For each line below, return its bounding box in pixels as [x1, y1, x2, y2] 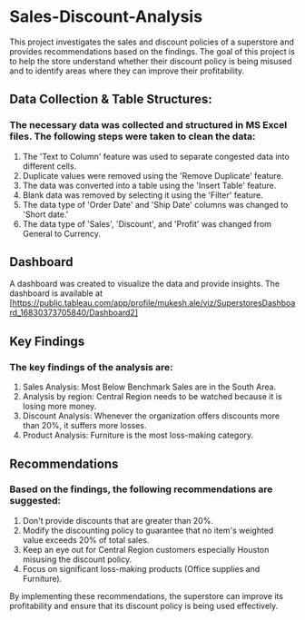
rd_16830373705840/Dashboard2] [9, 307, 139, 319]
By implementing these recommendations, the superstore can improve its [9, 590, 284, 601]
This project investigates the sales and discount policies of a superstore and [9, 36, 295, 47]
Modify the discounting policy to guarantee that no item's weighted [22, 525, 274, 536]
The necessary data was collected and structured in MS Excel [9, 119, 288, 132]
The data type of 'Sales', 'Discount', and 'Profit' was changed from [22, 218, 272, 229]
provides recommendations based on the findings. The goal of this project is [9, 45, 295, 56]
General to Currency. [22, 228, 102, 239]
